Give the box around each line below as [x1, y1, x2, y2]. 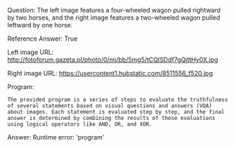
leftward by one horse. [7, 21, 73, 29]
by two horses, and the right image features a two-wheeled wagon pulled [7, 13, 220, 22]
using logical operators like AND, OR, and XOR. [7, 121, 153, 128]
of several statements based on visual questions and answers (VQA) [7, 102, 212, 109]
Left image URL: [7, 48, 54, 56]
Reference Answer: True [7, 34, 78, 43]
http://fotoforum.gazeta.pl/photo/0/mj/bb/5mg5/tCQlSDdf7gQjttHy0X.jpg [7, 55, 218, 64]
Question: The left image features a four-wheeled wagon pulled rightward [7, 6, 221, 14]
